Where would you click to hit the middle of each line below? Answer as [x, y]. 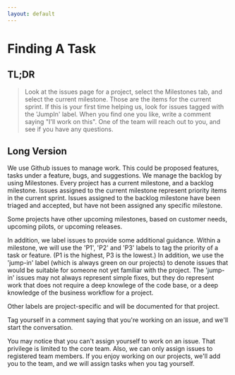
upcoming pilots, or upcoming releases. [65, 227]
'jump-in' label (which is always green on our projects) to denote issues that [118, 263]
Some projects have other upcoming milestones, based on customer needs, [117, 219]
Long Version [37, 151]
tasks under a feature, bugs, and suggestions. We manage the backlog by [115, 176]
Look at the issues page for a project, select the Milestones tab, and [123, 92]
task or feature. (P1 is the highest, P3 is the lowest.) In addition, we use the [116, 255]
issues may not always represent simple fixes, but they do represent [115, 278]
